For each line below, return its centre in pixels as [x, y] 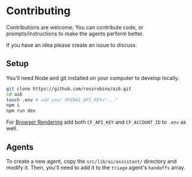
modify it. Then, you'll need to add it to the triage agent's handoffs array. [96, 168]
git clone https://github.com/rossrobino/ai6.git [69, 89]
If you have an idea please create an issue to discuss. [72, 45]
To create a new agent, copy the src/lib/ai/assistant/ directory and [92, 161]
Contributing [38, 11]
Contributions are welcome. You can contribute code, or [75, 27]
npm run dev [21, 111]
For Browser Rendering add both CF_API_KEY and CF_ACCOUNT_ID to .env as [96, 122]
